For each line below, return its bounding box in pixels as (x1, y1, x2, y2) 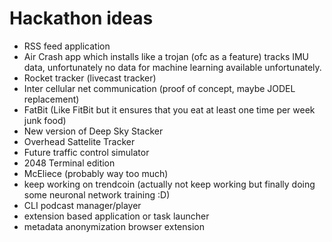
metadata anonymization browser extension (23, 220, 205, 232)
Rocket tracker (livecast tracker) (23, 72, 157, 84)
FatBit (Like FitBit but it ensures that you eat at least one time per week (23, 103, 316, 116)
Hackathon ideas (9, 7, 154, 30)
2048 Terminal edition (23, 157, 116, 169)
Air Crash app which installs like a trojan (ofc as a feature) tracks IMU (23, 50, 310, 62)
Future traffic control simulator (23, 146, 150, 158)
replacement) (23, 93, 80, 105)
